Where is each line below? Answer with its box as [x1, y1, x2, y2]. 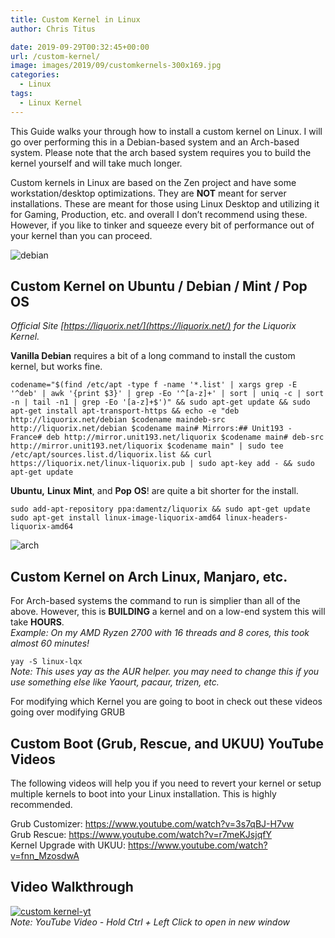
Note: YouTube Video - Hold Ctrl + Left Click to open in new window [10, 916, 291, 928]
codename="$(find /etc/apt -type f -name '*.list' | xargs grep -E [10, 380, 298, 390]
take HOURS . [10, 616, 65, 628]
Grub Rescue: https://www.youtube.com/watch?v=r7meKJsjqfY [10, 829, 273, 841]
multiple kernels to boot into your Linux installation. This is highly [10, 788, 277, 800]
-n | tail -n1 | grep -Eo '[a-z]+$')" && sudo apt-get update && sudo [10, 397, 311, 408]
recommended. [10, 799, 73, 811]
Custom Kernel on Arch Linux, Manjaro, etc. [10, 568, 288, 585]
